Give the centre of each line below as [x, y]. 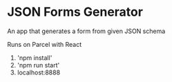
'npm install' [35, 58]
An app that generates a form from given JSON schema [86, 31]
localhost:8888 [39, 72]
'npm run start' [38, 65]
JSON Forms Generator [75, 12]
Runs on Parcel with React [45, 44]
